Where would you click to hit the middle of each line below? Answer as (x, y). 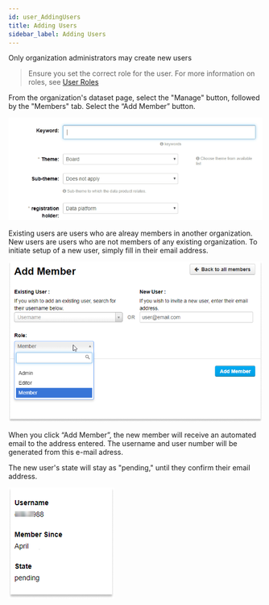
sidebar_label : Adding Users (57, 34)
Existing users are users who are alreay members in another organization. (130, 233)
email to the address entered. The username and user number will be (123, 443)
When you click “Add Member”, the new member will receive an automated (132, 435)
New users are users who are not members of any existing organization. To (133, 241)
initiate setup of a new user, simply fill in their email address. (108, 250)
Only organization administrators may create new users (100, 58)
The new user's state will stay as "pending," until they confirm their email (130, 467)
